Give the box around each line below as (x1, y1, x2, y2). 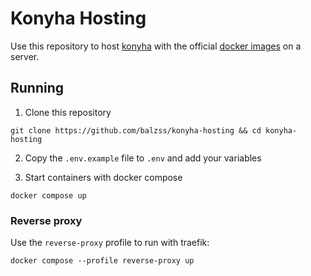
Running (10, 80, 65, 97)
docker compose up (10, 190, 87, 201)
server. (10, 50, 40, 62)
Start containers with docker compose (24, 171, 183, 183)
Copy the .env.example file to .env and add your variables (24, 152, 262, 164)
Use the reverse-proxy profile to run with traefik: (10, 237, 210, 249)
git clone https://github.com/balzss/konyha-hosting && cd (10, 125, 262, 136)
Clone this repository (24, 106, 112, 118)
